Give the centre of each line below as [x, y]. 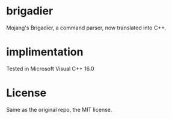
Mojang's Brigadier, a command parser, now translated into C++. [86, 28]
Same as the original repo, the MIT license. [59, 109]
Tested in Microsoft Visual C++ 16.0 [50, 69]
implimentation [45, 52]
